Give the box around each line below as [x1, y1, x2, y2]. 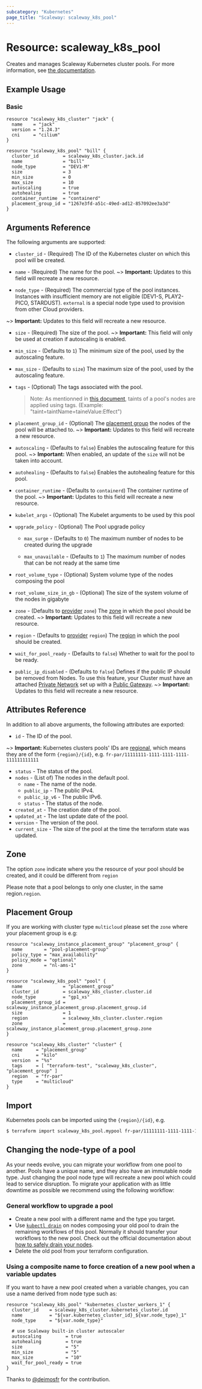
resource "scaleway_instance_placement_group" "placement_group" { [6, 942, 179, 948]
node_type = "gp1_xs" [11, 994, 90, 1000]
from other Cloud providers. [14, 306, 84, 313]
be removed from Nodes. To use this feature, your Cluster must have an [14, 674, 193, 681]
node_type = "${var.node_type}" [11, 1318, 103, 1324]
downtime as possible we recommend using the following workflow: [6, 1186, 175, 1193]
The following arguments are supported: [6, 238, 106, 245]
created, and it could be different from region [6, 871, 118, 879]
